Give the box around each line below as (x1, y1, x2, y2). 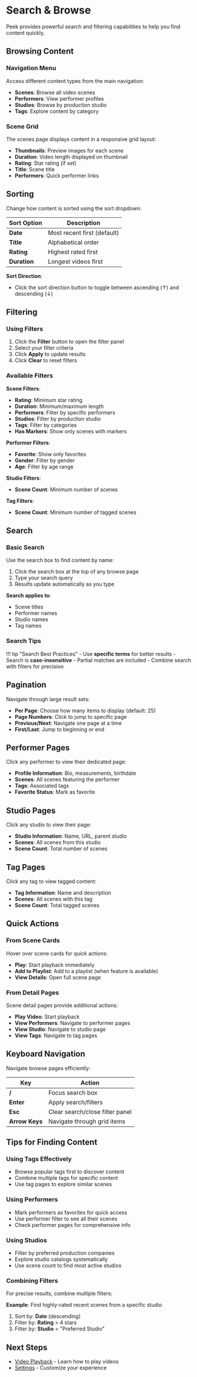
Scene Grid (6, 122, 39, 130)
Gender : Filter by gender (14, 457, 75, 464)
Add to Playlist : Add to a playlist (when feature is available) (14, 967, 158, 974)
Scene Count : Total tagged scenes (14, 901, 100, 908)
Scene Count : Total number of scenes (14, 845, 108, 852)
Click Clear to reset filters (14, 357, 78, 364)
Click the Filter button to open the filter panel (14, 338, 125, 345)
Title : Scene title (14, 165, 55, 172)
